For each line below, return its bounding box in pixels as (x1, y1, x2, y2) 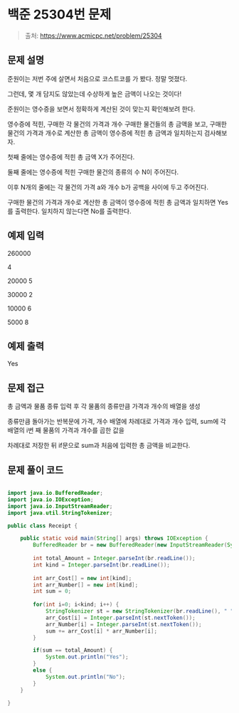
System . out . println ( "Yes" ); (45, 653, 129, 661)
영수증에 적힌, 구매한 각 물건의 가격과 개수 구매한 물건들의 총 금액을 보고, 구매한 (7, 119, 228, 128)
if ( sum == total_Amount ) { (33, 647, 113, 654)
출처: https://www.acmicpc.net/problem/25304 (24, 31, 162, 40)
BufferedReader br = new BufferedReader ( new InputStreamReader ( (33, 542, 228, 549)
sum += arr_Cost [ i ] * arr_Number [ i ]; (45, 627, 158, 635)
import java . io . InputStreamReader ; (7, 503, 113, 510)
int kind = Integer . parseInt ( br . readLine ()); (33, 561, 171, 569)
